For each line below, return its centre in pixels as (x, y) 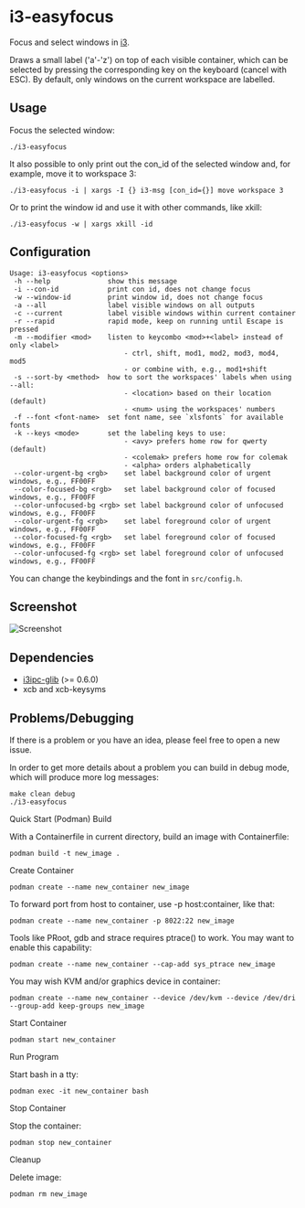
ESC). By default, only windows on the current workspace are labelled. (142, 79)
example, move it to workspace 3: (73, 173)
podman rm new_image (49, 1194)
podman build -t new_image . (65, 853)
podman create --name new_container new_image (100, 887)
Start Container (38, 1023)
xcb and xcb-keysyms (64, 690)
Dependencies (52, 657)
